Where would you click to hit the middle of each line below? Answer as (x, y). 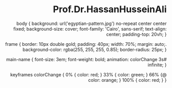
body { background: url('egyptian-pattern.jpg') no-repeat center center (92, 23)
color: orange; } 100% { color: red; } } (127, 80)
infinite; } (157, 65)
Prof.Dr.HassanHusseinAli (110, 9)
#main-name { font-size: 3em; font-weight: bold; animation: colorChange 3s (87, 59)
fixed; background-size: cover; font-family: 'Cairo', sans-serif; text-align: (90, 28)
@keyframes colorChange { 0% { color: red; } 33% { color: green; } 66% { (89, 74)
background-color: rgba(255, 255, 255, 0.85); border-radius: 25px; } (94, 49)
